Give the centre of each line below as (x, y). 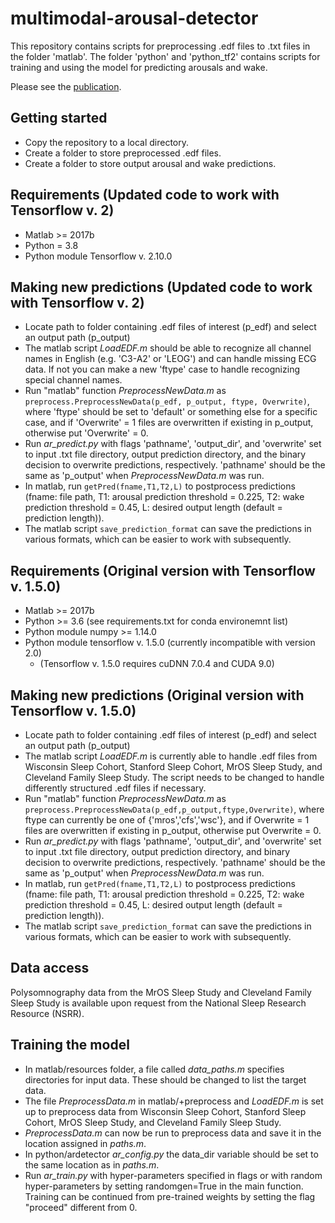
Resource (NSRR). (47, 1013)
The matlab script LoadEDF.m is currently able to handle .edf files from (171, 756)
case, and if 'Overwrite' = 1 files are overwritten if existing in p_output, (169, 423)
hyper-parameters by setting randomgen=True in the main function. (164, 1186)
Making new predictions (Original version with (157, 695)
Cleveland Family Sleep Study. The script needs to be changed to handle (174, 777)
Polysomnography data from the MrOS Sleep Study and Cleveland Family (161, 992)
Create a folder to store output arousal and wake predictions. (150, 163)
